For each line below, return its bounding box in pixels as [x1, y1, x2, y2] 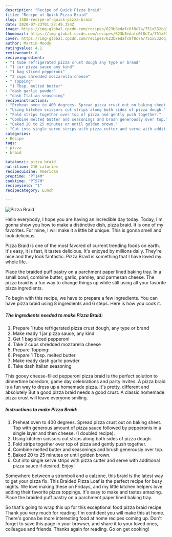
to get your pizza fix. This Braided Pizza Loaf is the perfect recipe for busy [5, 478, 162, 484]
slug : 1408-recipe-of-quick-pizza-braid [5, 17, 93, 22]
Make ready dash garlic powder [12, 357, 80, 364]
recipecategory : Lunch [5, 188, 54, 193]
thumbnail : [5, 31, 29, 36]
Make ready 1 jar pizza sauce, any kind [12, 330, 95, 337]
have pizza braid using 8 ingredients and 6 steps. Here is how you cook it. [5, 300, 161, 306]
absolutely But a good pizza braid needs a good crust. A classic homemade [5, 389, 165, 395]
